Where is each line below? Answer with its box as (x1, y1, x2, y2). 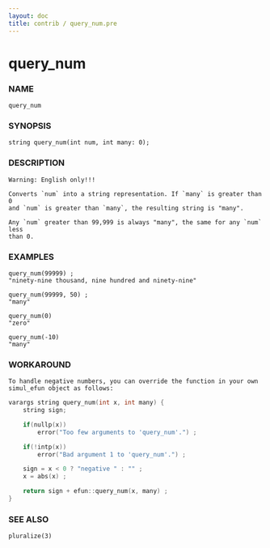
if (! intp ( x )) (23, 443, 67, 451)
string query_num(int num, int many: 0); (8, 138, 150, 147)
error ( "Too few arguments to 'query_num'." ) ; (37, 428, 197, 436)
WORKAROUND (8, 359, 71, 370)
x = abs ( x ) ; (23, 473, 67, 481)
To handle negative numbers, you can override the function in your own (8, 377, 259, 385)
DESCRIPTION (8, 157, 65, 168)
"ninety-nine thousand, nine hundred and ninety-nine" (8, 276, 197, 284)
